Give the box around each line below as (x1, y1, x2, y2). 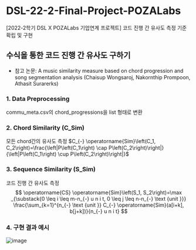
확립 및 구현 (6, 31, 33, 39)
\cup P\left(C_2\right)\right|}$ (58, 151, 129, 158)
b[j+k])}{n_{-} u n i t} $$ (69, 207, 128, 215)
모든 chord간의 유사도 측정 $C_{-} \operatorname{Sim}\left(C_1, (6, 138, 156, 145)
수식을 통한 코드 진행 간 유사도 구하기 (6, 50, 131, 60)
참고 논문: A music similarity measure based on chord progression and (14, 67, 184, 74)
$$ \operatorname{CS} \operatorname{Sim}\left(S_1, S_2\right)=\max (15, 189, 182, 196)
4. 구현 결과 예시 (6, 223, 50, 231)
